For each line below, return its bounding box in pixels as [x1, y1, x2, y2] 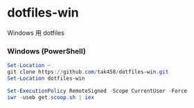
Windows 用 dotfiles [7, 28, 64, 37]
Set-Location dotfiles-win [7, 75, 85, 82]
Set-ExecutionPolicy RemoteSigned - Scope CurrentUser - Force [7, 87, 188, 94]
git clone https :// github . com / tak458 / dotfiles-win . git [7, 69, 169, 75]
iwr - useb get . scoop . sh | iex [7, 93, 95, 101]
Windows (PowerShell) [7, 46, 87, 56]
